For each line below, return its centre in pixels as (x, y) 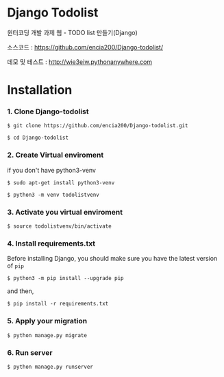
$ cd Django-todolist (38, 138)
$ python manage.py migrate (47, 335)
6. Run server (30, 352)
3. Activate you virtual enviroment (65, 212)
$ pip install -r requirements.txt (58, 304)
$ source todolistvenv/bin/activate (59, 226)
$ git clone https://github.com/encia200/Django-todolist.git (98, 126)
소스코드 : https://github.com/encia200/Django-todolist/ (85, 47)
